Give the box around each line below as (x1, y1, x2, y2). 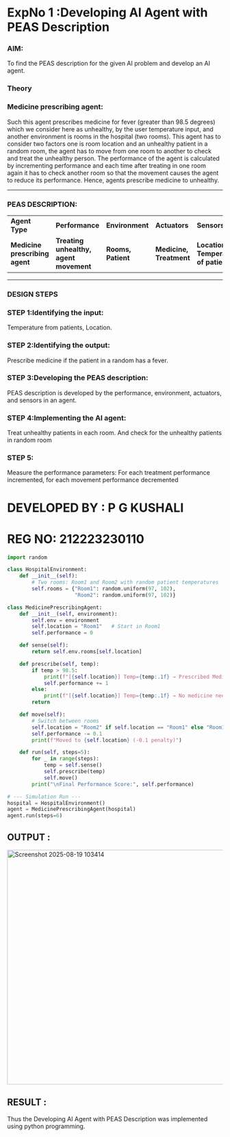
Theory (7, 84, 32, 93)
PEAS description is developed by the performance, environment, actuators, (7, 388, 222, 397)
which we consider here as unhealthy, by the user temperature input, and (7, 125, 214, 133)
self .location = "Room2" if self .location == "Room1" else (31, 724, 204, 731)
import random (7, 553, 48, 561)
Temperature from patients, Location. (7, 323, 112, 332)
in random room (7, 436, 53, 445)
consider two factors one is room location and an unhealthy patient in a (7, 139, 208, 148)
